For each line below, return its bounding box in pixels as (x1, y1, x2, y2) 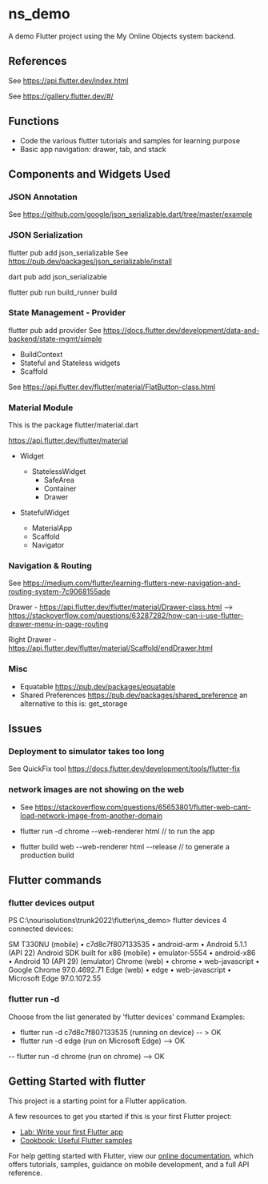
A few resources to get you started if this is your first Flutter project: (8, 1111, 232, 1121)
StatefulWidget (19, 508, 70, 517)
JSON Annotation (8, 191, 78, 203)
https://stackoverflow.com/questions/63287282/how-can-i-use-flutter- (8, 611, 244, 620)
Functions (8, 114, 60, 128)
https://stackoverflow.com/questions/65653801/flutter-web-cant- (34, 802, 251, 812)
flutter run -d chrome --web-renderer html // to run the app (19, 826, 215, 836)
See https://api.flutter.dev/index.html (8, 75, 129, 85)
